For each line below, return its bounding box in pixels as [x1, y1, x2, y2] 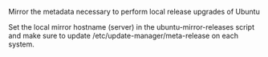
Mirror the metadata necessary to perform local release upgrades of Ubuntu [8, 7, 261, 16]
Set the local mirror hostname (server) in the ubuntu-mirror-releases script [8, 22, 255, 31]
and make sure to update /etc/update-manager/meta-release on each [8, 31, 239, 40]
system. [8, 39, 35, 49]
